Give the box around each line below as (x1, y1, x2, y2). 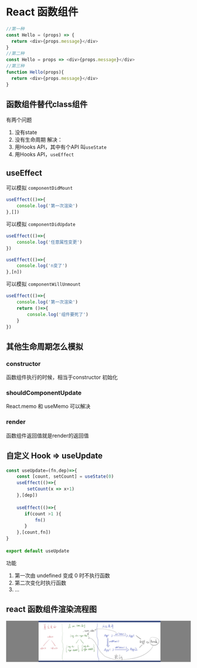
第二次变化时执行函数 (14, 579, 66, 586)
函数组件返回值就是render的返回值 (6, 432, 89, 439)
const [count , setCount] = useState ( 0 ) (16, 474, 114, 479)
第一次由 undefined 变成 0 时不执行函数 (14, 572, 110, 579)
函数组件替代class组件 (6, 99, 88, 109)
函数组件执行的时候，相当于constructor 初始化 (6, 374, 118, 381)
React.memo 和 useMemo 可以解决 (6, 403, 91, 410)
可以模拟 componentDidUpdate (6, 220, 76, 227)
